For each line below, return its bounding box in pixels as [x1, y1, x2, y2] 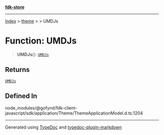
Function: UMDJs [5, 35, 77, 46]
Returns [5, 66, 30, 74]
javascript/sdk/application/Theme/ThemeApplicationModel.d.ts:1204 [5, 110, 143, 116]
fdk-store [5, 4, 25, 10]
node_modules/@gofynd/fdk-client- [5, 105, 77, 111]
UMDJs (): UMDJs [17, 51, 49, 57]
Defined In [5, 92, 38, 100]
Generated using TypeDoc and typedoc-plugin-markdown [5, 124, 122, 130]
